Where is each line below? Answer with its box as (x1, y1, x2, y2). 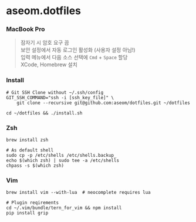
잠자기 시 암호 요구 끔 (20, 39, 69, 46)
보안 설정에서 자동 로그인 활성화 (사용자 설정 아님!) (20, 46, 136, 53)
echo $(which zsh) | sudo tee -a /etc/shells (6, 157, 119, 164)
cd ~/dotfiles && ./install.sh (6, 110, 83, 116)
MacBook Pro (6, 25, 45, 33)
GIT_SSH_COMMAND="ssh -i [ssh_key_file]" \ (6, 95, 114, 100)
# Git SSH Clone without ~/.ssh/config (6, 89, 104, 95)
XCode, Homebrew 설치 (20, 61, 78, 68)
